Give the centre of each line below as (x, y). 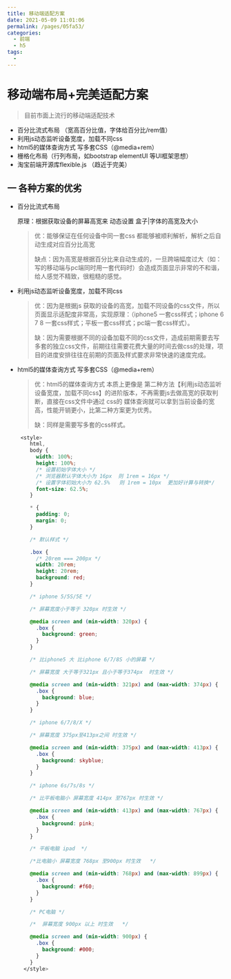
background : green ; (70, 634)
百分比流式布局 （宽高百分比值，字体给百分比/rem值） (94, 130)
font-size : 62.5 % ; (62, 489)
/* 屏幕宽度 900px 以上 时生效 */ (79, 924)
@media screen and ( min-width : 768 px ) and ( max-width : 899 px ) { (124, 874)
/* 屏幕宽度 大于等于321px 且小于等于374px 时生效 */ (102, 672)
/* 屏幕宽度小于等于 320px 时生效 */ (78, 609)
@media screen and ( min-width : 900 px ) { (89, 937)
